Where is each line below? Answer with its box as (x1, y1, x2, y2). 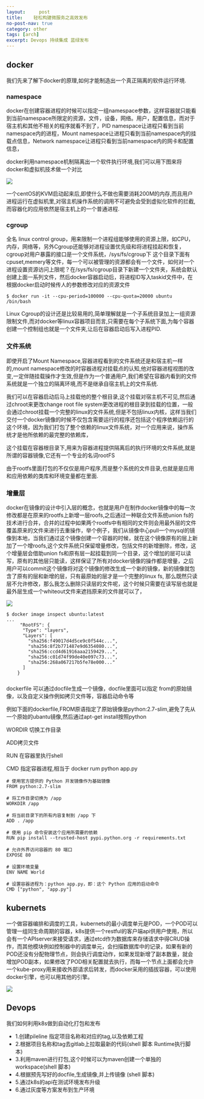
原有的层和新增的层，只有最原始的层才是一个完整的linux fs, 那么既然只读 (16, 572, 198, 580)
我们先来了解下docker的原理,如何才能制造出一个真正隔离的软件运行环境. (6, 77, 186, 84)
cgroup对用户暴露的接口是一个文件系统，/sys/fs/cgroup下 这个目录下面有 (6, 251, 190, 258)
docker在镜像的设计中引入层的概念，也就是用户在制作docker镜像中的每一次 (6, 504, 195, 511)
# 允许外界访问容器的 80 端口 (6, 847, 73, 853)
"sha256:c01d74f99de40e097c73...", (28, 654, 118, 660)
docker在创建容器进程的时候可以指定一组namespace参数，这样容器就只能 (6, 107, 191, 115)
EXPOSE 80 (6, 852, 32, 858)
